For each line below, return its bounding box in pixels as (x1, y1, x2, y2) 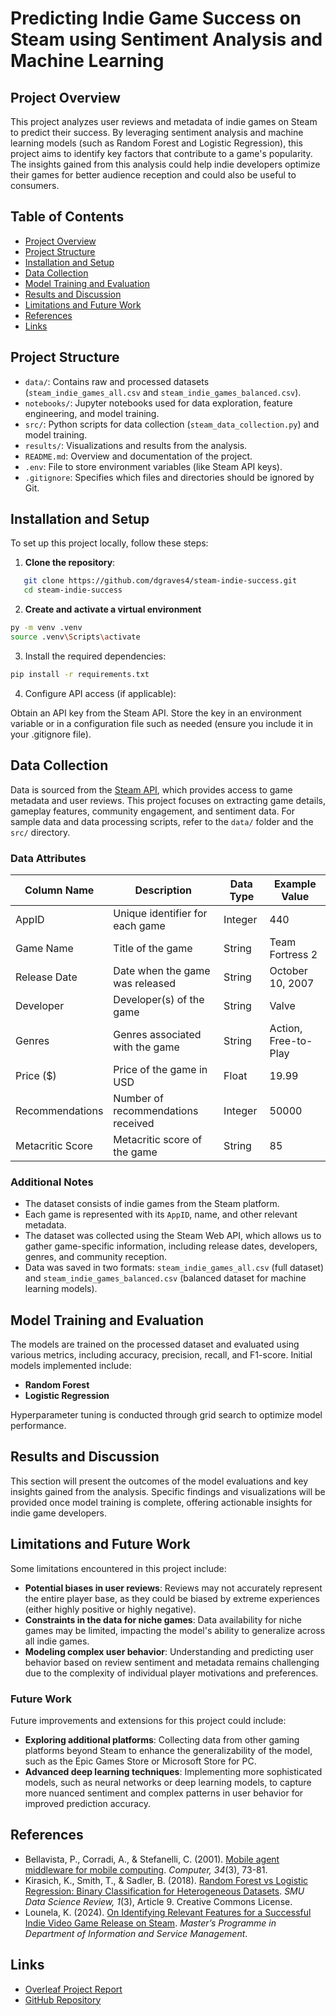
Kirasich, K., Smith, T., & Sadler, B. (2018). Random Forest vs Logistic (24, 1874, 309, 1886)
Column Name (24, 883, 95, 897)
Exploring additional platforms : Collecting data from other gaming (24, 1733, 300, 1746)
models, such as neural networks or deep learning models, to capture (24, 1776, 312, 1788)
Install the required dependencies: (24, 650, 167, 662)
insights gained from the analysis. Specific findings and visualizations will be (10, 1485, 326, 1497)
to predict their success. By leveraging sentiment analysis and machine (10, 127, 304, 138)
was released (113, 976, 177, 990)
